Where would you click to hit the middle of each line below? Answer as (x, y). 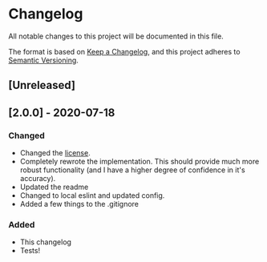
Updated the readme (54, 187)
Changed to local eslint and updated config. (92, 195)
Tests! (30, 251)
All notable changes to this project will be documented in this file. (116, 36)
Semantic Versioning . (43, 60)
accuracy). (38, 179)
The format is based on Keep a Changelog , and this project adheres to (124, 51)
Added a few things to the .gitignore (79, 204)
